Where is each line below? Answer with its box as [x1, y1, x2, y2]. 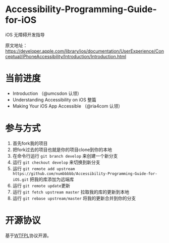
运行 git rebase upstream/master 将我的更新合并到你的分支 [12, 195, 136, 201]
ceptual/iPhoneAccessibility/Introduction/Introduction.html [5, 53, 127, 59]
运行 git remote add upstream [12, 165, 75, 171]
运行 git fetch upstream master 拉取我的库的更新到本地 [12, 188, 130, 195]
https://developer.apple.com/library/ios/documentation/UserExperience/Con [5, 48, 164, 54]
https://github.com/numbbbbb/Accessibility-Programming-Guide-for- [12, 171, 157, 176]
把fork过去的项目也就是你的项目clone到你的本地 [12, 147, 112, 153]
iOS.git [12, 177, 29, 182]
